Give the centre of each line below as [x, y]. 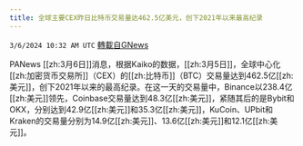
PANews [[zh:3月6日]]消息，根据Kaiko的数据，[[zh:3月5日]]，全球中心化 [145, 63]
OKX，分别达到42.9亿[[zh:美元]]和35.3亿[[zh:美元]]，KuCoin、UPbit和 [141, 109]
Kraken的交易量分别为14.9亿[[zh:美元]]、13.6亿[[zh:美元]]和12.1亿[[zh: [140, 121]
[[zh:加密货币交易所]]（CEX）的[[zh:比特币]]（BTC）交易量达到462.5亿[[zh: [151, 75]
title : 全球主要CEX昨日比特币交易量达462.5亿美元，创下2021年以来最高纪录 [136, 18]
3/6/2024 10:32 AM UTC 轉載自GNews [79, 44]
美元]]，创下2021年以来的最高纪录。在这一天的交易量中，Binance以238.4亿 [151, 86]
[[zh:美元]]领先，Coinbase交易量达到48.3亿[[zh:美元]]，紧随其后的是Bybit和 [152, 98]
